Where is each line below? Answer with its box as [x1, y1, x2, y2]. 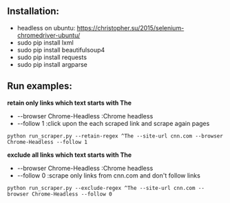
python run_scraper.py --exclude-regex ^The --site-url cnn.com [7, 184, 196, 191]
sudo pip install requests [17, 53, 87, 61]
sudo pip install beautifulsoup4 [17, 45, 105, 54]
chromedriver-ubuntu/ [17, 31, 81, 39]
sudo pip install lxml [17, 38, 74, 47]
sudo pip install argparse [17, 60, 87, 68]
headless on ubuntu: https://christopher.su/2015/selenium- [17, 23, 185, 32]
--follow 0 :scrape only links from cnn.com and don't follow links [17, 171, 201, 180]
